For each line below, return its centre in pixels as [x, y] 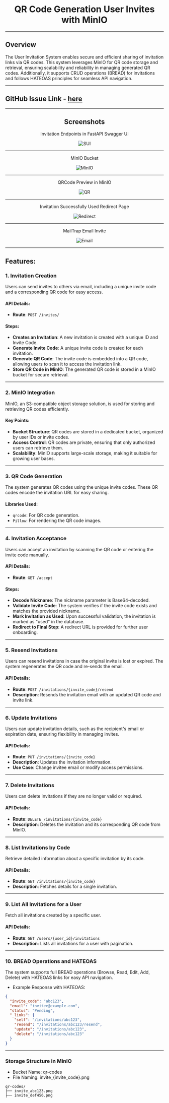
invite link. [23, 700]
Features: [21, 261]
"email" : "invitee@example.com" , [45, 1006]
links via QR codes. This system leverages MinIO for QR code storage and [82, 62]
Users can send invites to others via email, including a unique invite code [81, 287]
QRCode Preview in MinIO [84, 182]
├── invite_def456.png [29, 1095]
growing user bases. [34, 458]
